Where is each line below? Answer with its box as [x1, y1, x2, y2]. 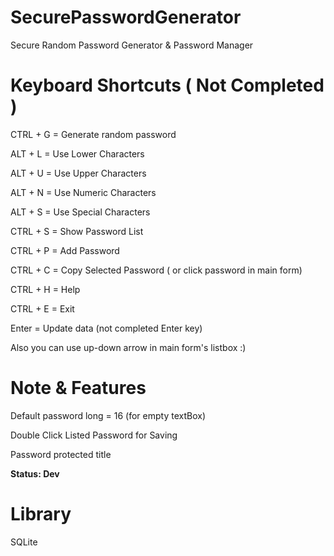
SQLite [10, 536, 38, 548]
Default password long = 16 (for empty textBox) [10, 409, 206, 421]
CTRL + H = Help [10, 283, 81, 295]
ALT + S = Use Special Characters [10, 206, 151, 218]
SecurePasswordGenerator [10, 6, 242, 29]
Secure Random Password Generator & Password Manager [10, 39, 254, 51]
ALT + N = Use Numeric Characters [10, 186, 157, 198]
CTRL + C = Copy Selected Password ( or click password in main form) [10, 264, 303, 276]
